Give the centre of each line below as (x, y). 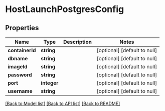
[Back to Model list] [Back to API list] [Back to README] (63, 103)
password (20, 75)
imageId (18, 67)
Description (77, 42)
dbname (18, 59)
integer (50, 83)
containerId (22, 50)
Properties (22, 28)
